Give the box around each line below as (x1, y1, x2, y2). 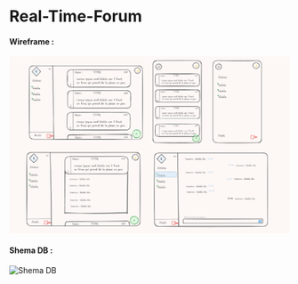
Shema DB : (9, 245, 53, 256)
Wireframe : (9, 36, 55, 46)
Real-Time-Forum (9, 6, 142, 27)
